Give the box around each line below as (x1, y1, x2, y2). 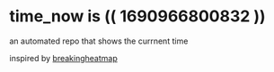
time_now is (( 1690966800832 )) (9, 6, 267, 27)
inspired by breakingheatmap (9, 52, 119, 63)
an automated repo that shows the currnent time (9, 36, 189, 46)
